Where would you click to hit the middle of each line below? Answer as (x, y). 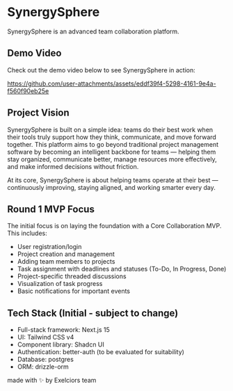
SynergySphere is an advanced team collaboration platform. (93, 31)
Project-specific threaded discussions (72, 276)
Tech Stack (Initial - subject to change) (93, 313)
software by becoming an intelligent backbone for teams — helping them (112, 152)
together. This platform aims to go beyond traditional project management (113, 144)
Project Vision (38, 113)
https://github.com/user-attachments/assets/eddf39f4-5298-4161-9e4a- (112, 83)
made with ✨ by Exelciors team (52, 381)
